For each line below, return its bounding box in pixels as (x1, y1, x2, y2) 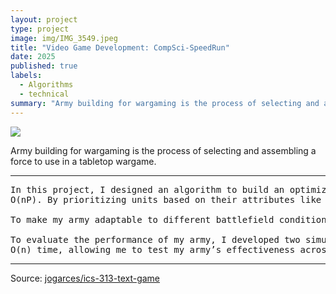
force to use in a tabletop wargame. (10, 155, 157, 167)
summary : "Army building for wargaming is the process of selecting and (10, 98, 320, 108)
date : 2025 (10, 52, 56, 62)
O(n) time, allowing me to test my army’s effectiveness (10, 244, 296, 255)
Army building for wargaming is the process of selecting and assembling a (10, 144, 317, 156)
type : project (10, 24, 70, 34)
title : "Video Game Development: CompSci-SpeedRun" (10, 42, 230, 53)
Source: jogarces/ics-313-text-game (10, 272, 161, 284)
